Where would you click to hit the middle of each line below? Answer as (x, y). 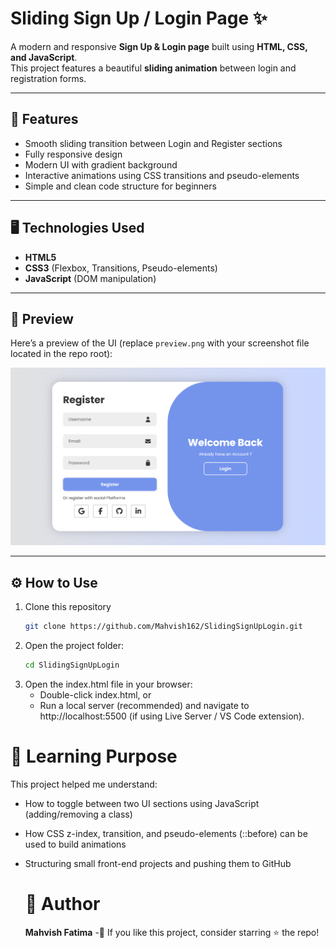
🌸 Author (62, 904)
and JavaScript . (44, 57)
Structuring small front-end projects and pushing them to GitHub (158, 863)
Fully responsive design (73, 154)
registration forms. (48, 78)
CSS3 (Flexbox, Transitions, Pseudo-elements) (121, 268)
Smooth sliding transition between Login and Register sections (153, 143)
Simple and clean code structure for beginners (120, 186)
